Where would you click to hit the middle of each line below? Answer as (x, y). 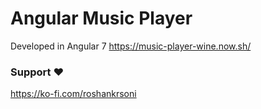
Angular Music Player (101, 18)
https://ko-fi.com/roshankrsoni (73, 94)
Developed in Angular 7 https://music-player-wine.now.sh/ (131, 46)
